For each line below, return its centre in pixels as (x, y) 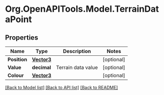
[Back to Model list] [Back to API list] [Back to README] (62, 87)
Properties (22, 37)
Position (17, 59)
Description (77, 51)
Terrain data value (77, 67)
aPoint (18, 19)
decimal (41, 67)
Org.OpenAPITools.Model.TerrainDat (82, 9)
